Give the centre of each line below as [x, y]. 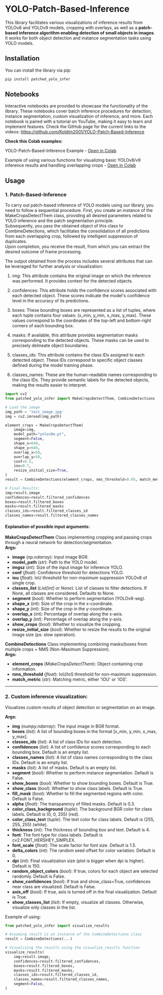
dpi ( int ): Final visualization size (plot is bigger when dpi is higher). [78, 861]
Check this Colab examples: [34, 141]
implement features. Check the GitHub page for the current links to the [76, 127]
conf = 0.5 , [24, 461]
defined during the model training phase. [53, 365]
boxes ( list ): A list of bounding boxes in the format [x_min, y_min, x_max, [84, 731]
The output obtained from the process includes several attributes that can [79, 261]
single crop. [24, 583]
